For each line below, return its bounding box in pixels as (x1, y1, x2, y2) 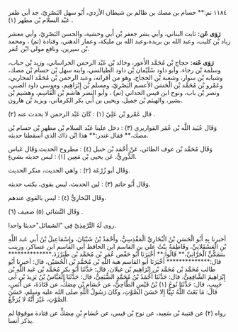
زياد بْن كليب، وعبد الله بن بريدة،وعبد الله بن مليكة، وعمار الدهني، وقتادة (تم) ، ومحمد (8, 37, 231, 45)
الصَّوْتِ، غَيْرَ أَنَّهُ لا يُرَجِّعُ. (8, 295, 69, 303)
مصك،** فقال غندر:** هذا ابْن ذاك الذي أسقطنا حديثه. (8, 131, 149, 139)
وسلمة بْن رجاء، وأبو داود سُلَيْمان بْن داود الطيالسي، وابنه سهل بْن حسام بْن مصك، (8, 66, 222, 74)
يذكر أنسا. (8, 316, 35, 324)
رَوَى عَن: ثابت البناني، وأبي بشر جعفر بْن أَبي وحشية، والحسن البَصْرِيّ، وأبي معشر (8, 30, 221, 38)
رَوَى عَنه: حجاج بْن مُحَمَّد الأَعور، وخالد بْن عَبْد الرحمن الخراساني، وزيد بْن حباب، (8, 58, 215, 67)
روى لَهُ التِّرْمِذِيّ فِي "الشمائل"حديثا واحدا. (8, 221, 116, 229)
